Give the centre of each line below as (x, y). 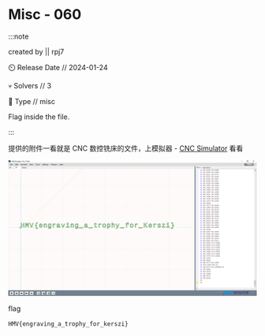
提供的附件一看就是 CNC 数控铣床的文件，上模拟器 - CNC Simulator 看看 (126, 148)
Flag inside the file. (39, 117)
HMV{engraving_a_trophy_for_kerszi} (68, 324)
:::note (19, 36)
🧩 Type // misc (32, 101)
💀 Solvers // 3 (30, 85)
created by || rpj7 (36, 51)
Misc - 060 (45, 15)
